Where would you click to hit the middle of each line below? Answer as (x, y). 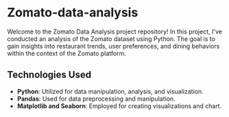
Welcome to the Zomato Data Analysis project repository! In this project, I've (115, 31)
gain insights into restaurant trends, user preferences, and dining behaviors (113, 46)
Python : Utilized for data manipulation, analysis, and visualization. (110, 91)
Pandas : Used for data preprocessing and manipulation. (96, 99)
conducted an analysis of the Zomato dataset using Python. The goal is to (111, 38)
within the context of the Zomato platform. (67, 53)
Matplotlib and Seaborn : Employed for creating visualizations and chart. (119, 106)
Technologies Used (49, 75)
